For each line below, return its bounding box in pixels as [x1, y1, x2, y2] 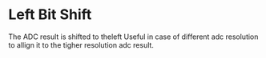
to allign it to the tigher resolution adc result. [8, 40, 155, 49]
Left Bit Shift [8, 6, 92, 24]
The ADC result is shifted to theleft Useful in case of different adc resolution [8, 32, 259, 41]
